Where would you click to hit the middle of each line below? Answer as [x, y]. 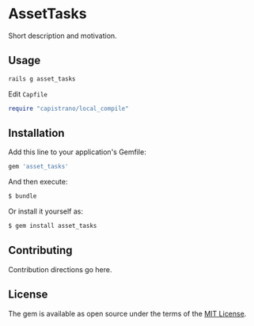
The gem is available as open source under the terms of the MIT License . [127, 313]
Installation [36, 133]
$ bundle [23, 196]
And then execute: [38, 182]
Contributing [40, 250]
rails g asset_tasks [42, 79]
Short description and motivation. [63, 36]
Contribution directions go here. [60, 269]
